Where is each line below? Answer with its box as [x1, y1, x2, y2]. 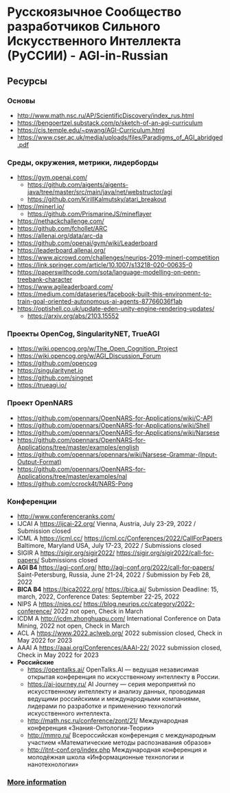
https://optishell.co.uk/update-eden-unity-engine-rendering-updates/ [16, 305, 215, 313]
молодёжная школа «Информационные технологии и [27, 753, 184, 761]
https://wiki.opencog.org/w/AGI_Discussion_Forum [16, 352, 161, 360]
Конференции [7, 496, 57, 506]
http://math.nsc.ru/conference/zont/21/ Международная [27, 717, 189, 725]
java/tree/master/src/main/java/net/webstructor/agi [27, 188, 173, 196]
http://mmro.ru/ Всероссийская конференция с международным [27, 731, 216, 739]
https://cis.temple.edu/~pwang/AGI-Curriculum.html [16, 126, 165, 134]
